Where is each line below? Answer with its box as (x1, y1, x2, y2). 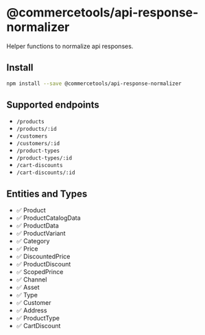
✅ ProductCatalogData (16, 214, 81, 222)
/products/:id (16, 125, 57, 133)
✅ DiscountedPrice (16, 252, 71, 261)
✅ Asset (16, 283, 40, 292)
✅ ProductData (16, 221, 59, 230)
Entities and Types (6, 188, 88, 199)
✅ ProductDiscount (16, 260, 71, 269)
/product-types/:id (16, 155, 73, 162)
